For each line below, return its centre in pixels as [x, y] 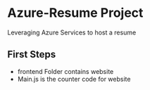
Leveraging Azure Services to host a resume [72, 32]
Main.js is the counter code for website [74, 79]
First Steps [32, 54]
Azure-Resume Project [75, 13]
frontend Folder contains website [65, 71]
